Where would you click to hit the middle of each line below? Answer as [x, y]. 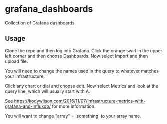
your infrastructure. [25, 76]
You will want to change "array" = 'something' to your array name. [73, 116]
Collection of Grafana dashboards [40, 23]
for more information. [74, 106]
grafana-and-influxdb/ [28, 106]
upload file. [17, 61]
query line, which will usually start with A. [48, 91]
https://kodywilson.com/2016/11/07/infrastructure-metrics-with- [80, 101]
